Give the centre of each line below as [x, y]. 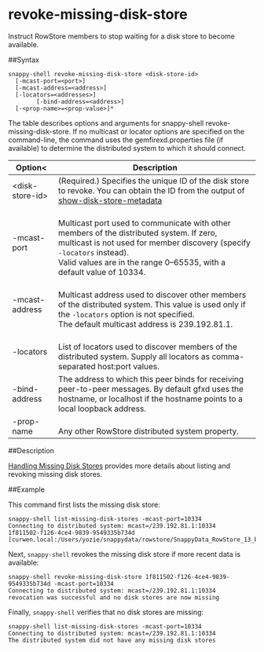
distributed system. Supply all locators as [134, 357]
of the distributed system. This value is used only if [152, 304]
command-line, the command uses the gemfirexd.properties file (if [116, 140]
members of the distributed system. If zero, [137, 233]
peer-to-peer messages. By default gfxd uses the [150, 389]
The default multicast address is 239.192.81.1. [145, 324]
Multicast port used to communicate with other [144, 223]
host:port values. [128, 366]
